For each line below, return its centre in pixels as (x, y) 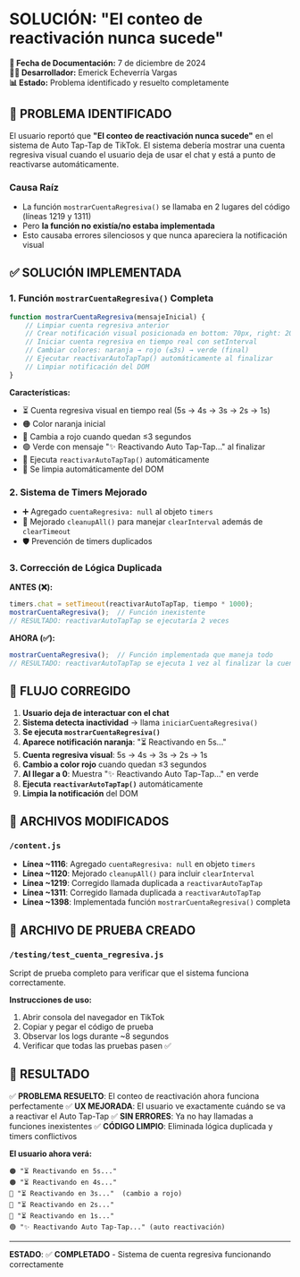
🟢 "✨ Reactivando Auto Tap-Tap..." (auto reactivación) (117, 1227)
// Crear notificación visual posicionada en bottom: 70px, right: (153, 334)
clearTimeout (46, 532)
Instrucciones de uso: (50, 1000)
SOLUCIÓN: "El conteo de (106, 19)
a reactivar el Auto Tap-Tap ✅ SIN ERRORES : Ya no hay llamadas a (131, 1116)
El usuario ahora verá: (50, 1154)
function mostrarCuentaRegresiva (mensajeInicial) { (107, 317)
